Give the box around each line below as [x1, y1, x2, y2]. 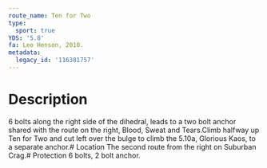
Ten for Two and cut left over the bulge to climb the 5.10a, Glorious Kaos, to [8, 133, 256, 143]
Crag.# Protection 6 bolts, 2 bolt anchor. [8, 150, 141, 160]
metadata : [8, 49, 42, 57]
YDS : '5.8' [8, 33, 45, 42]
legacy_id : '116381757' [15, 57, 94, 64]
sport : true [15, 26, 56, 34]
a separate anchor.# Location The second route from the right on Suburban [8, 142, 257, 151]
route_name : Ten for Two [8, 11, 91, 20]
